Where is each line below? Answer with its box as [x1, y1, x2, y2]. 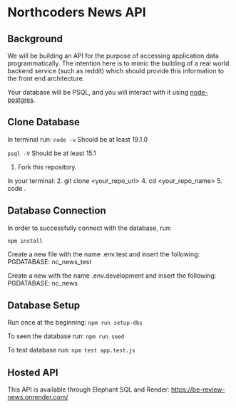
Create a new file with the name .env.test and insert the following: [7, 250, 200, 258]
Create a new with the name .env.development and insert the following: [7, 271, 217, 280]
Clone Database [7, 116, 80, 128]
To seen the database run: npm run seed [7, 332, 125, 340]
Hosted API [7, 366, 58, 378]
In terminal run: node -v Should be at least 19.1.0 [7, 135, 148, 143]
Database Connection [7, 204, 106, 217]
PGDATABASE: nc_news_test [7, 257, 92, 266]
